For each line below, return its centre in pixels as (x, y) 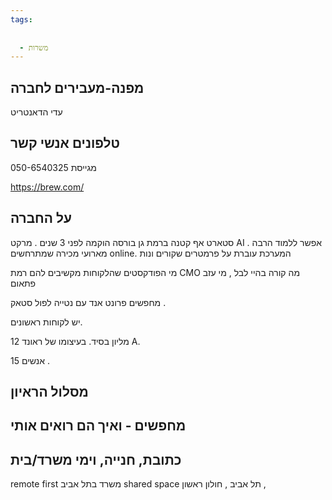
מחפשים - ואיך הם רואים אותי (98, 426)
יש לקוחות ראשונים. (46, 322)
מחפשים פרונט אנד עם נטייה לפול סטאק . (88, 302)
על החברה (41, 218)
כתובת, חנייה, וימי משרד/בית (96, 459)
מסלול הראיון (49, 392)
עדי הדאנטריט (36, 112)
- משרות (34, 47)
